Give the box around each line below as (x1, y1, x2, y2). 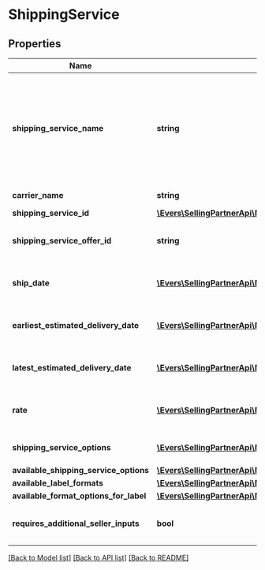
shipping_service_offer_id (12, 235, 112, 246)
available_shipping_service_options (12, 465, 150, 475)
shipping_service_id (12, 207, 89, 218)
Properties (8, 37, 62, 50)
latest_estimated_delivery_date (12, 363, 132, 373)
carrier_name (12, 190, 64, 200)
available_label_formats (12, 478, 104, 488)
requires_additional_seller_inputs (12, 518, 140, 529)
